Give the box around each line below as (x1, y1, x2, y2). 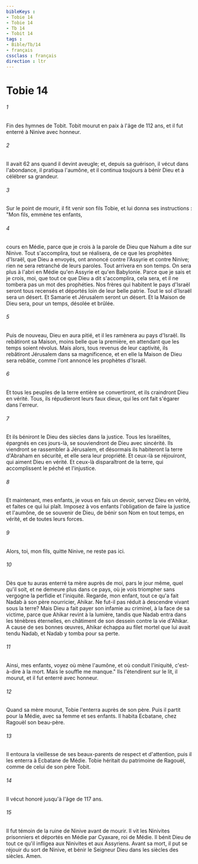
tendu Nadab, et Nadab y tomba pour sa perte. (6, 629, 120, 637)
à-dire (6, 668, 21, 675)
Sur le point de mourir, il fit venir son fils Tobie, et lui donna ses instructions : (6, 205, 193, 212)
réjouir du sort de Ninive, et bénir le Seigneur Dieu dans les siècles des (6, 846, 178, 853)
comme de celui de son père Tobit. (6, 763, 91, 770)
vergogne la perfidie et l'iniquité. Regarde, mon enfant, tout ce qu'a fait (6, 592, 179, 599)
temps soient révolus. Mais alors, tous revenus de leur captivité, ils (6, 344, 168, 351)
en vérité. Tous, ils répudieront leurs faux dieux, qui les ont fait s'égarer (6, 395, 180, 402)
